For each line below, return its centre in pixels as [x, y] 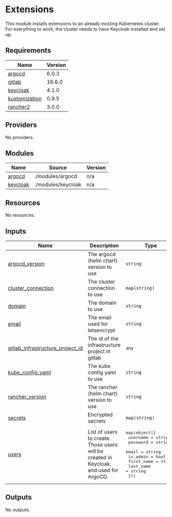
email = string [143, 452]
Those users [103, 445]
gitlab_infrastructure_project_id [45, 348]
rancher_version [27, 397]
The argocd [102, 254]
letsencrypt [101, 330]
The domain [102, 303]
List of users [103, 432]
